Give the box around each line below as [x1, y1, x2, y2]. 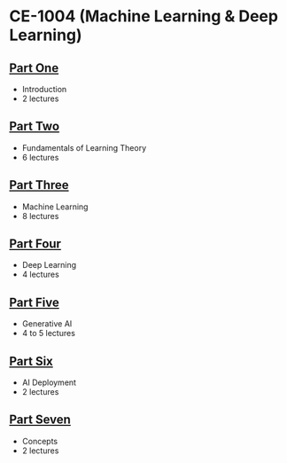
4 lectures [21, 269, 59, 280]
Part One [9, 60, 59, 75]
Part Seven [9, 412, 71, 428]
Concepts [21, 436, 58, 446]
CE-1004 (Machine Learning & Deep [9, 6, 279, 27]
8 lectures [21, 210, 59, 221]
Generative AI [21, 318, 73, 329]
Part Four [9, 237, 62, 252]
